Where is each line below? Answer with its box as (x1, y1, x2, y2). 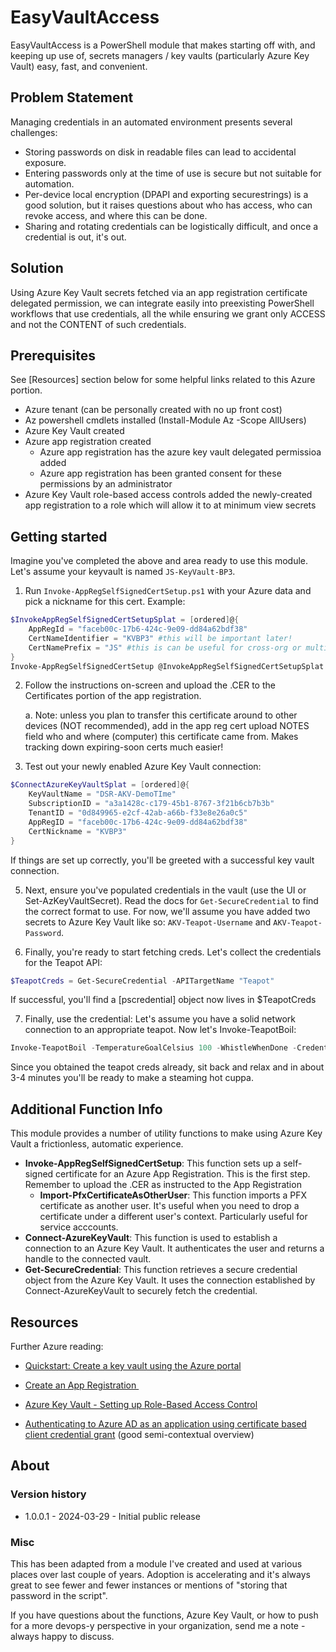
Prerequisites (10, 347, 96, 364)
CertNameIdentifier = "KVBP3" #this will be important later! (28, 633, 293, 643)
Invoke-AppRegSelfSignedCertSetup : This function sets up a (24, 1157, 282, 1170)
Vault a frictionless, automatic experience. (10, 1138, 184, 1150)
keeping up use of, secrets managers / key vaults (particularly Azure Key (10, 49, 310, 61)
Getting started (10, 528, 108, 545)
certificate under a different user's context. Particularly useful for (39, 1211, 308, 1223)
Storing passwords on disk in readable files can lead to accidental (24, 146, 297, 158)
